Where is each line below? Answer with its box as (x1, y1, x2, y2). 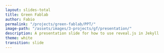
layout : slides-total (5, 7, 51, 13)
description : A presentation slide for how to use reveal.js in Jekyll (5, 31, 159, 36)
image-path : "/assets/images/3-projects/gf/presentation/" (5, 26, 132, 31)
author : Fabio (5, 17, 35, 22)
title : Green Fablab (5, 12, 49, 17)
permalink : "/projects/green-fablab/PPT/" (5, 21, 96, 27)
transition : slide (5, 40, 44, 45)
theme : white (5, 36, 33, 41)
